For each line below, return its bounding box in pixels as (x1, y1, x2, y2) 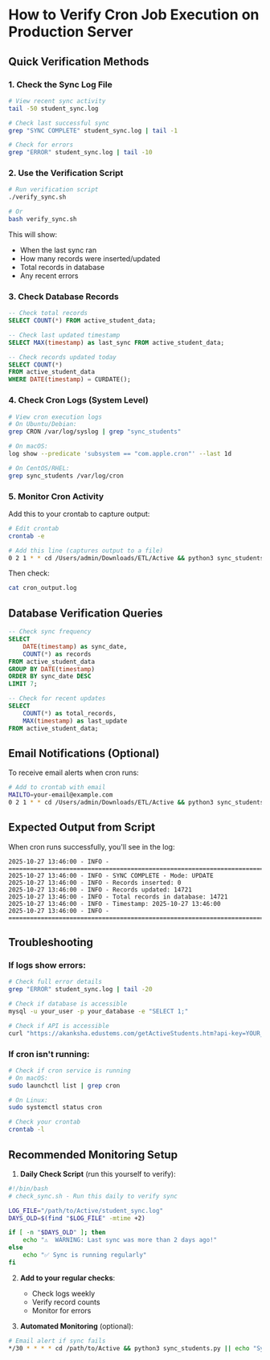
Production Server (8, 23, 133, 41)
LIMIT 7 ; (8, 680, 38, 688)
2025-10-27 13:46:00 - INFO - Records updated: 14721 (8, 886, 193, 894)
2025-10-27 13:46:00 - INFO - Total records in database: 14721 (8, 892, 228, 901)
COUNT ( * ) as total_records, (22, 709, 117, 717)
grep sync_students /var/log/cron (8, 472, 125, 480)
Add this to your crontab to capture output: (8, 509, 150, 518)
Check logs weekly (31, 1288, 96, 1298)
